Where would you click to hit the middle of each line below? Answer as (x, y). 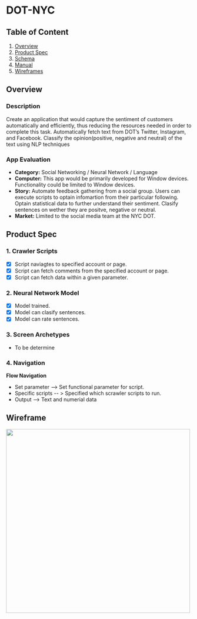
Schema (25, 59)
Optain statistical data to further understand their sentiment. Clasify (96, 203)
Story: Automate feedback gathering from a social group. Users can (97, 191)
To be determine (34, 347)
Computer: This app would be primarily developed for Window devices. (102, 178)
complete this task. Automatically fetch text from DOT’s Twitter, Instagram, (96, 132)
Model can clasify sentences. (50, 312)
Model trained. (32, 306)
